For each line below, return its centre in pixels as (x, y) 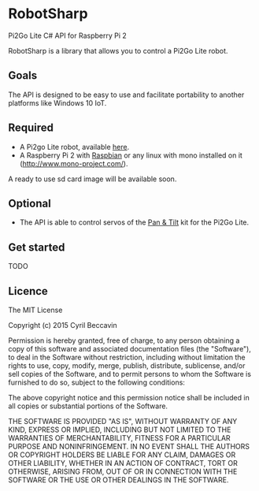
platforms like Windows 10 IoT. (57, 102)
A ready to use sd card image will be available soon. (92, 179)
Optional (30, 203)
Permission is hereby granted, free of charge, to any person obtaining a (124, 340)
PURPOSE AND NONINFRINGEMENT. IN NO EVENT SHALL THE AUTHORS (129, 446)
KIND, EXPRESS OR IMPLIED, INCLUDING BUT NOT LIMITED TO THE (120, 430)
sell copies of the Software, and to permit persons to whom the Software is (130, 374)
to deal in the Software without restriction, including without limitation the (127, 357)
